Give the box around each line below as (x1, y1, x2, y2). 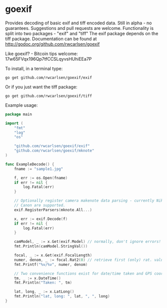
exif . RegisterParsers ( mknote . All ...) (14, 207, 92, 212)
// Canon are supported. (14, 203, 66, 208)
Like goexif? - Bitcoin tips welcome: (5, 51, 78, 57)
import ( (5, 121, 23, 126)
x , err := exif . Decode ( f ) (14, 216, 68, 222)
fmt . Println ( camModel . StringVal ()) (14, 244, 88, 249)
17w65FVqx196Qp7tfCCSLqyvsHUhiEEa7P (5, 56, 92, 62)
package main (5, 112, 32, 117)
